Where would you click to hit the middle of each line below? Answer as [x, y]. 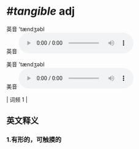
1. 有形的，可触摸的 [34, 140]
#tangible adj [41, 11]
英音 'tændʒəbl [25, 29]
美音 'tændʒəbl [25, 64]
